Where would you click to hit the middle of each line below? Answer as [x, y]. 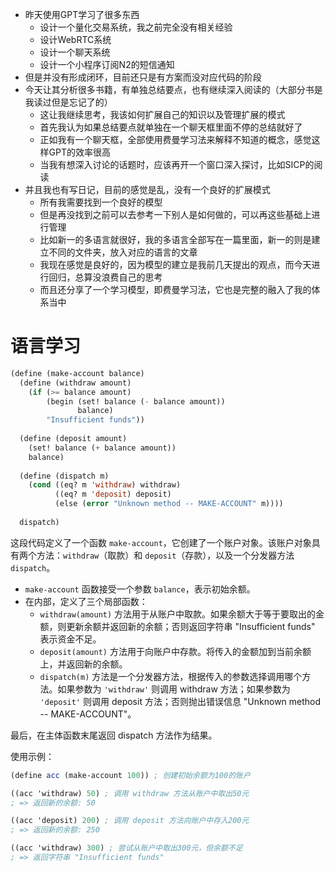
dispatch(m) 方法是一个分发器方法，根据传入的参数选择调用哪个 [171, 676]
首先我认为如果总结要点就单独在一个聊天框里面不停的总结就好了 [171, 127]
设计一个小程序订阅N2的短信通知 [107, 64]
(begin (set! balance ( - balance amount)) [136, 401]
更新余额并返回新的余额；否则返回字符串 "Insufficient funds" [191, 626]
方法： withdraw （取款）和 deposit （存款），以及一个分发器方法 [165, 555]
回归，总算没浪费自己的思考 [105, 277]
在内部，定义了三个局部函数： [86, 601]
